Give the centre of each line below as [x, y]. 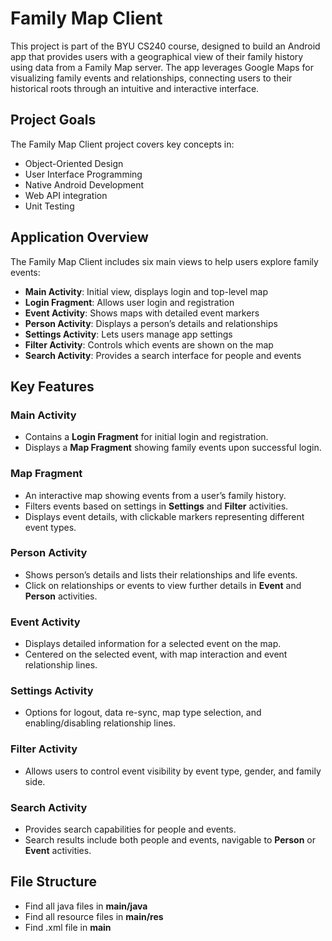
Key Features [52, 386]
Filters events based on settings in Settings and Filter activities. [156, 506]
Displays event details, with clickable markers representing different [164, 516]
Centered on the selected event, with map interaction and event [156, 654]
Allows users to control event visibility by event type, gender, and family [173, 771]
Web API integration [66, 195]
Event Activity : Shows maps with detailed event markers [142, 313]
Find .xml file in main [68, 927]
